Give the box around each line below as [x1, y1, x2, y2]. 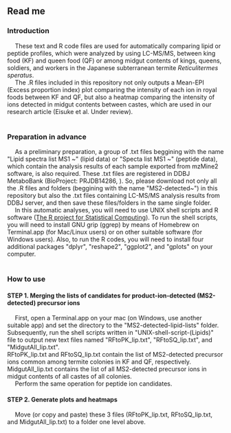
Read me [7, 5, 46, 17]
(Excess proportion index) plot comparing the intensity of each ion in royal [7, 85, 217, 93]
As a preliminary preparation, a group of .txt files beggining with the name [14, 147, 224, 155]
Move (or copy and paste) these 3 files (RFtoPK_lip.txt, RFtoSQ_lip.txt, [14, 410, 213, 419]
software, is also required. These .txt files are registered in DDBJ [7, 169, 190, 177]
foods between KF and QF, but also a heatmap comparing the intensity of [7, 93, 215, 101]
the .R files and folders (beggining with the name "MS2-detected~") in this [7, 184, 218, 192]
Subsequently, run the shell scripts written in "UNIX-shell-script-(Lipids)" [7, 329, 214, 337]
